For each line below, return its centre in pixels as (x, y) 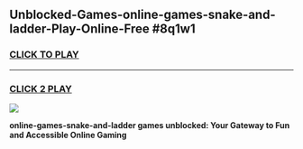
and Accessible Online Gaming (68, 135)
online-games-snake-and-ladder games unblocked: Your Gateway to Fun (150, 125)
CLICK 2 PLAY (41, 88)
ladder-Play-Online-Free (80, 29)
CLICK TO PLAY (44, 55)
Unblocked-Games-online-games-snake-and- (142, 15)
